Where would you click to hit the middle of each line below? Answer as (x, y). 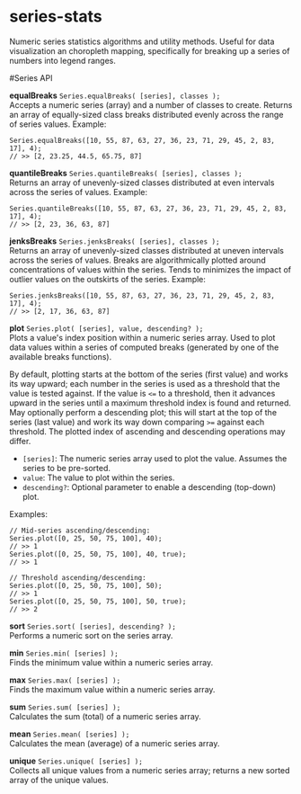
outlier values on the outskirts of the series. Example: (108, 279)
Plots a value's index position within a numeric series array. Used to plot (142, 337)
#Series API (31, 77)
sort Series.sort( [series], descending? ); (93, 626)
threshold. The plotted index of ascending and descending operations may (147, 431)
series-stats (56, 17)
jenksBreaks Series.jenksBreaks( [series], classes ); (115, 241)
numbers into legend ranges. (63, 60)
